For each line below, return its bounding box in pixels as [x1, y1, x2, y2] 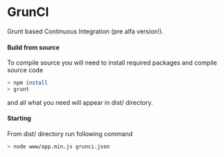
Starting [7, 114, 31, 122]
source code [7, 66, 44, 74]
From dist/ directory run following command [7, 130, 133, 138]
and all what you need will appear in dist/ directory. [7, 98, 153, 106]
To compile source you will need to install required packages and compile [7, 58, 217, 67]
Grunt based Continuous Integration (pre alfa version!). [7, 27, 164, 35]
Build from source [7, 43, 60, 51]
